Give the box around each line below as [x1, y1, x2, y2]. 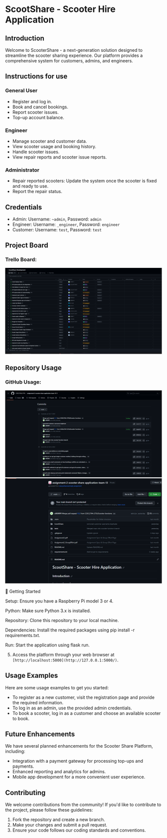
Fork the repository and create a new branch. [12, 817, 105, 823]
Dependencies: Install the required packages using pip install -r [5, 627, 135, 633]
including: [5, 748, 26, 754]
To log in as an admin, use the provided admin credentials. [12, 705, 132, 711]
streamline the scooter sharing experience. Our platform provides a [5, 52, 143, 58]
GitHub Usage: [5, 379, 41, 386]
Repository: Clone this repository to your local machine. [5, 617, 119, 623]
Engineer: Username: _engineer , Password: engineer [12, 221, 120, 227]
